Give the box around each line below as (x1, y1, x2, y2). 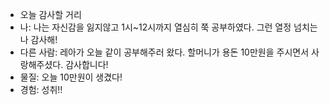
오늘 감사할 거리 (19, 9, 82, 20)
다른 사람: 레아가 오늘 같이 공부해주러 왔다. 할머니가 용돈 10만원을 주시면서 (19, 46, 310, 58)
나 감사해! (19, 34, 58, 45)
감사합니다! (65, 59, 109, 70)
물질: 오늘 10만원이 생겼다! (19, 71, 123, 83)
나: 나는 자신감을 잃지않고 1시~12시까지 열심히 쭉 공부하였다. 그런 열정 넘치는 (19, 21, 318, 33)
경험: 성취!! (19, 84, 63, 95)
